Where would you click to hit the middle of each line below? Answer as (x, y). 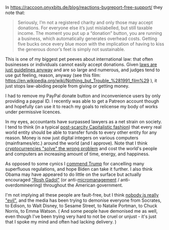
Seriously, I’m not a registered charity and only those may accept (85, 22)
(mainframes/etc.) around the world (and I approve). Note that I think (76, 143)
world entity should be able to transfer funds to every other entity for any (81, 132)
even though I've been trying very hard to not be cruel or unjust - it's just (81, 216)
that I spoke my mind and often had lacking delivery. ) (61, 222)
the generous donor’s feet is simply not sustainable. (71, 49)
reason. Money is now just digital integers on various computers (72, 138)
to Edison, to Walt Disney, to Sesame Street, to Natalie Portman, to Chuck (81, 206)
